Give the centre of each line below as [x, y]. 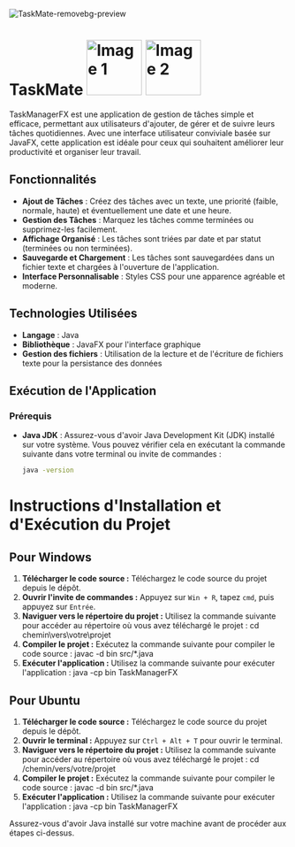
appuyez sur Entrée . [59, 607]
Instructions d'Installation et [115, 506]
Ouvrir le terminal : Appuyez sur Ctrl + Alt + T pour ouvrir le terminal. [152, 740]
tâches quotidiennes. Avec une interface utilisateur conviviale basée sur [140, 133]
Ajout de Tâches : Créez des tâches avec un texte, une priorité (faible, [150, 201]
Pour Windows [50, 557]
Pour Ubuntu [45, 701]
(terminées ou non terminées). [77, 248]
